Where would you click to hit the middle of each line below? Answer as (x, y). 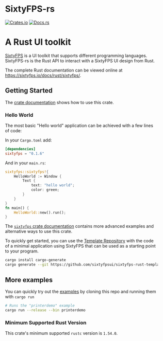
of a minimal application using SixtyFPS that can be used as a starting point (81, 246)
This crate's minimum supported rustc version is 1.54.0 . (61, 333)
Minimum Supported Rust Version (46, 323)
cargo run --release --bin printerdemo (45, 310)
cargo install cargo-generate (36, 260)
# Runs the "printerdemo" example (40, 305)
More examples (29, 280)
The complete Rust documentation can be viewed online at (64, 70)
